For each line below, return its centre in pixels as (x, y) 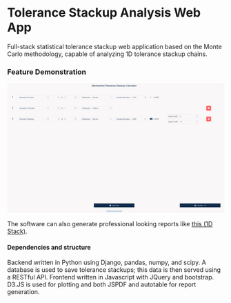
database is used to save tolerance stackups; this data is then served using (114, 270)
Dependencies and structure (49, 247)
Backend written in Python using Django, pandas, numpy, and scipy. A (107, 263)
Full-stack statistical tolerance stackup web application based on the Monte (114, 46)
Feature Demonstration (47, 72)
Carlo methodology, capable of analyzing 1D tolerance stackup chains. (108, 54)
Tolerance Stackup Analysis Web (104, 13)
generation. (23, 292)
